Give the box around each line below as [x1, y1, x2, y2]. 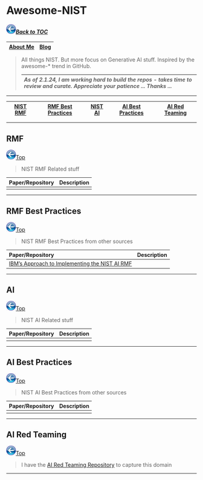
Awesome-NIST [6, 4, 88, 17]
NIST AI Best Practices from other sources [21, 389, 127, 396]
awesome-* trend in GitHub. [21, 63, 92, 70]
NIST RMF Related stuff [21, 165, 80, 172]
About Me [8, 43, 34, 50]
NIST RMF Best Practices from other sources [21, 238, 133, 245]
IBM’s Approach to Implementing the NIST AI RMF [8, 260, 132, 267]
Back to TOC [16, 28, 48, 35]
